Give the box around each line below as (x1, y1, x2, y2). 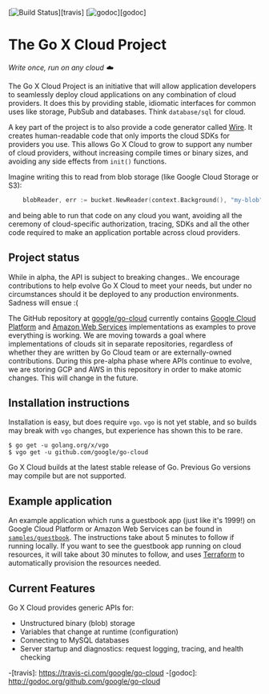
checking (19, 652, 51, 662)
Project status (8, 251, 80, 265)
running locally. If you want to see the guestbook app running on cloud (8, 542, 242, 551)
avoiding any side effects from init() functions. (8, 156, 167, 166)
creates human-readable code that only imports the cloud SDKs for (8, 131, 231, 140)
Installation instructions (8, 396, 130, 410)
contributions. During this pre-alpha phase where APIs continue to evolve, (8, 355, 252, 365)
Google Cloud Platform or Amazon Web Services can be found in (8, 524, 223, 534)
